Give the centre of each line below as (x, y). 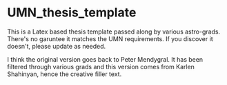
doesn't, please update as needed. (57, 46)
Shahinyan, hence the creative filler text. (65, 74)
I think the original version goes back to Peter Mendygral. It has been (105, 59)
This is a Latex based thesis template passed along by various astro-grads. (114, 32)
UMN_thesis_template (72, 13)
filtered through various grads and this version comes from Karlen (101, 66)
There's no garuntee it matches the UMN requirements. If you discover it (110, 38)
